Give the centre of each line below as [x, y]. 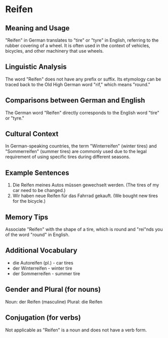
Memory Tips [27, 217]
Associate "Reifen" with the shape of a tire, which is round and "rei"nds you [84, 230]
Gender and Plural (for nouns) [53, 290]
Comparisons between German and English [75, 101]
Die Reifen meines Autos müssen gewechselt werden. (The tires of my [86, 185]
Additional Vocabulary [41, 251]
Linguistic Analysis [36, 67]
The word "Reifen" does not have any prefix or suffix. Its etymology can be [83, 79]
